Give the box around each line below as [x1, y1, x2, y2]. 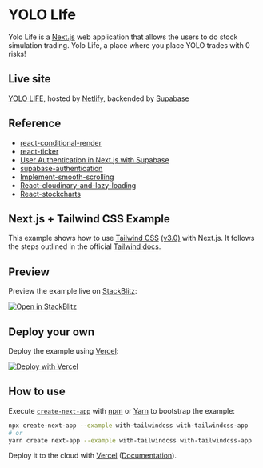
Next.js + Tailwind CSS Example [8, 212, 170, 226]
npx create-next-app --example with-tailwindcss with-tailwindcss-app [8, 422, 249, 430]
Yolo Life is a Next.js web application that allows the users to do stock [8, 32, 238, 42]
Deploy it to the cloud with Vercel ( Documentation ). [8, 450, 177, 461]
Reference [8, 117, 62, 130]
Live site [8, 72, 51, 86]
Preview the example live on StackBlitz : [8, 286, 137, 296]
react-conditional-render [19, 138, 102, 147]
